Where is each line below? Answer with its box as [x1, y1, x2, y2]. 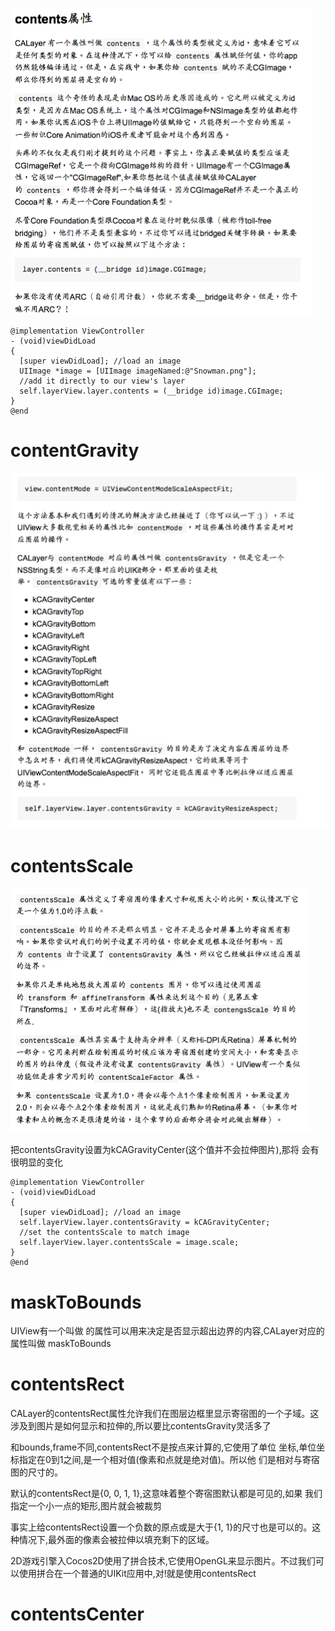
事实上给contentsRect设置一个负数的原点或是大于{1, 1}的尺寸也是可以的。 [10, 1521, 313, 1533]
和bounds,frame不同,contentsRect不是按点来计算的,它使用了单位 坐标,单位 [10, 1441, 317, 1453]
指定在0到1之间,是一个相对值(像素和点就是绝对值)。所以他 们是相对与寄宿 [18, 1454, 320, 1466]
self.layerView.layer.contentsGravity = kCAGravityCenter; [19, 1218, 271, 1228]
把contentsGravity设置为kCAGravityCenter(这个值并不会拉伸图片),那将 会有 [10, 1144, 320, 1156]
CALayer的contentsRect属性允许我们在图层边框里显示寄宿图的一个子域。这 [10, 1408, 320, 1420]
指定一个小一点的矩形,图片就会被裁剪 [10, 1500, 163, 1512]
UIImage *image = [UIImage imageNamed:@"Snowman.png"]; [19, 366, 257, 376]
